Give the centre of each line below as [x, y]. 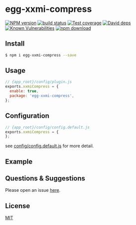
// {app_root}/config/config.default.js [48, 127]
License [18, 206]
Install [15, 44]
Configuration [27, 116]
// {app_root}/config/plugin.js [38, 82]
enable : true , [24, 91]
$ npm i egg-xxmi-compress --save [41, 55]
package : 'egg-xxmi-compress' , [42, 96]
